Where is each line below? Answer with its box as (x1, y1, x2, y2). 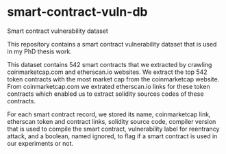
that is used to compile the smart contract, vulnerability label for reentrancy (7, 125, 220, 133)
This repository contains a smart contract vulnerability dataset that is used (7, 40, 217, 48)
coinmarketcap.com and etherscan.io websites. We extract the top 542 (7, 68, 208, 76)
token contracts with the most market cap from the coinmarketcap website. (7, 75, 220, 83)
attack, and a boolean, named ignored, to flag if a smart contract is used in (7, 131, 218, 140)
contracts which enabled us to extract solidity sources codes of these (7, 90, 204, 98)
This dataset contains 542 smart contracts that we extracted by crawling (7, 60, 212, 68)
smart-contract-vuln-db (7, 4, 148, 20)
